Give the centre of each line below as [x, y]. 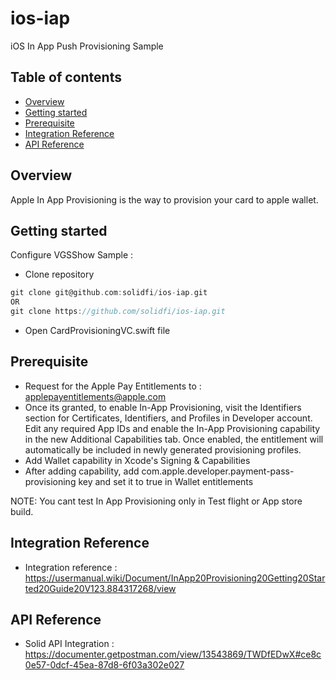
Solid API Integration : [69, 644]
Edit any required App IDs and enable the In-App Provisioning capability [172, 428]
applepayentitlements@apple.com [95, 396]
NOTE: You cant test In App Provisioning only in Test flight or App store [156, 501]
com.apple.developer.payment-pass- [218, 471]
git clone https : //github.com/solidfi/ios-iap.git [118, 312]
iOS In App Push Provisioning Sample [87, 46]
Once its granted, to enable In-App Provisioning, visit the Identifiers [163, 407]
